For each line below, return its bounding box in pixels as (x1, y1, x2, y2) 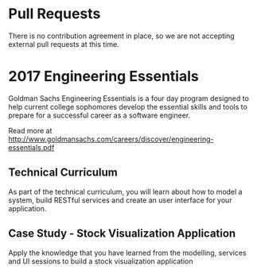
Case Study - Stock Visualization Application (8, 227, 236, 241)
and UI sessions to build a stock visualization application (8, 256, 193, 266)
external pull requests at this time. (8, 39, 119, 48)
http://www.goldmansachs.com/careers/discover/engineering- (8, 134, 214, 144)
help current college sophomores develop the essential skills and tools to (8, 102, 248, 111)
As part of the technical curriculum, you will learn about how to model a (8, 187, 243, 196)
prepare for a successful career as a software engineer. (8, 110, 191, 120)
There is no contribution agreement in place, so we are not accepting (8, 31, 235, 41)
